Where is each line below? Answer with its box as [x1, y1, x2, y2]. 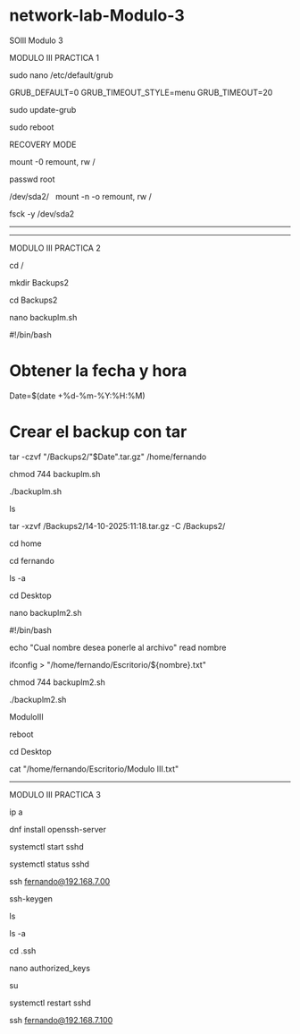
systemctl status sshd [9, 859, 90, 869]
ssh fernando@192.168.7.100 [9, 1014, 113, 1025]
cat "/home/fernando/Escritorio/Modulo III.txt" [9, 763, 179, 774]
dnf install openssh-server [9, 824, 107, 834]
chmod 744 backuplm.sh [9, 468, 101, 479]
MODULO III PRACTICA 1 [9, 52, 100, 63]
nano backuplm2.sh [9, 607, 82, 618]
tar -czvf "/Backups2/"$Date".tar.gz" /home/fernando [9, 451, 207, 462]
